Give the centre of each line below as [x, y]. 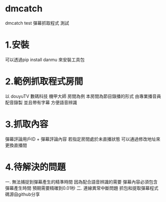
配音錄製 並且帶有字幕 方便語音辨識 [41, 102]
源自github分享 [25, 194]
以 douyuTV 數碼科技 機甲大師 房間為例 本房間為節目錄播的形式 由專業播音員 [83, 96]
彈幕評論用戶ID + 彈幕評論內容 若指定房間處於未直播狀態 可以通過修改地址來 [83, 139]
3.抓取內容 [27, 124]
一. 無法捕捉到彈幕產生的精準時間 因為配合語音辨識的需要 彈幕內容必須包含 [81, 182]
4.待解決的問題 [35, 167]
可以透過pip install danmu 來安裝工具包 [45, 60]
